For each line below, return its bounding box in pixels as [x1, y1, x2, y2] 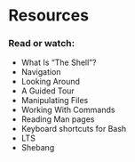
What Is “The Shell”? [20, 57, 97, 68]
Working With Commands [20, 104, 115, 116]
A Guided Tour [20, 85, 75, 96]
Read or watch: [8, 37, 75, 50]
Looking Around [20, 77, 81, 87]
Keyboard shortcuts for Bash [20, 124, 127, 134]
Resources [8, 5, 90, 26]
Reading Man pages [20, 114, 95, 125]
